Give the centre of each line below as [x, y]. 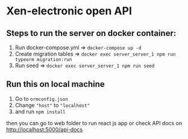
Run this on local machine [56, 84]
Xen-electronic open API [69, 11]
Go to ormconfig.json [41, 99]
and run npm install [40, 111]
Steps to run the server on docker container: [91, 33]
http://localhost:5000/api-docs [45, 129]
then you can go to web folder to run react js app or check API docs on [94, 123]
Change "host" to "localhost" [52, 105]
